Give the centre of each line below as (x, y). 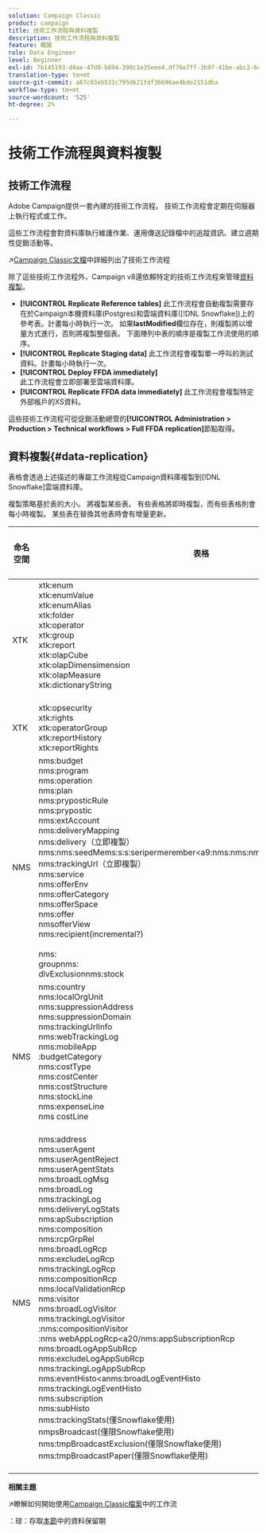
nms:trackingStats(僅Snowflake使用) (107, 1420)
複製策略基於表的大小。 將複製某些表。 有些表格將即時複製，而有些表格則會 (132, 504)
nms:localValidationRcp (82, 1288)
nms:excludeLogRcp (77, 1259)
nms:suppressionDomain (85, 1016)
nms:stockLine (66, 1096)
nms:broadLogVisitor (77, 1308)
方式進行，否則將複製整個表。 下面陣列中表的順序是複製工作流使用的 (139, 334)
